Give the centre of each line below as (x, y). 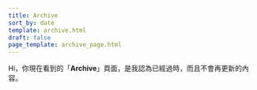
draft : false (30, 37)
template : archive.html (47, 30)
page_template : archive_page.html (65, 45)
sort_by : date (32, 23)
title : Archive (33, 15)
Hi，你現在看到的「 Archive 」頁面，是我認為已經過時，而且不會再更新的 (125, 69)
